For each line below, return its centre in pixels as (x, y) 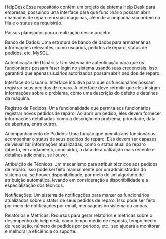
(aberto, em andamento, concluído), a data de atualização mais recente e (80, 149)
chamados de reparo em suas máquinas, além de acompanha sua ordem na (83, 18)
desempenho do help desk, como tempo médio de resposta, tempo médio (81, 220)
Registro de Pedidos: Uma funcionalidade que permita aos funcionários (78, 108)
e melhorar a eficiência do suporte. (41, 231)
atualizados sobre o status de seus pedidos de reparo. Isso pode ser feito (80, 200)
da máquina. (18, 98)
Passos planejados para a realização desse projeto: (58, 33)
